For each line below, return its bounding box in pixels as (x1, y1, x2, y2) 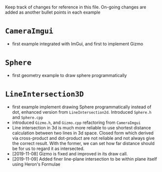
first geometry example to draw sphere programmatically (12, 72, 127, 78)
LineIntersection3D (5, 90, 84, 99)
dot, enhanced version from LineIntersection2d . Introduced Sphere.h (12, 109, 152, 115)
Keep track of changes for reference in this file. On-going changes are (5, 4, 146, 10)
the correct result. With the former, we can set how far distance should (12, 140, 155, 146)
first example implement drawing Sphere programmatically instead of (12, 104, 152, 110)
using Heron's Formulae (12, 161, 61, 167)
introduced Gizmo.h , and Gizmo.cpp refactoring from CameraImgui (12, 120, 141, 125)
